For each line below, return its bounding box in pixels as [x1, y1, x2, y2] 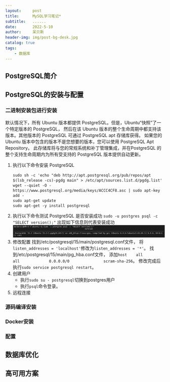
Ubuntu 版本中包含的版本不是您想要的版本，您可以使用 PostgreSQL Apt [5, 138, 154, 145]
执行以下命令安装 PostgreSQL [12, 162, 75, 168]
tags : [5, 46, 17, 51]
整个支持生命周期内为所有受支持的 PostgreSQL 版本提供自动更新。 [5, 151, 144, 157]
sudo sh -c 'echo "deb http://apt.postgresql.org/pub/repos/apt [12, 172, 151, 178]
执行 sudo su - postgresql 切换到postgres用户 [20, 276, 115, 283]
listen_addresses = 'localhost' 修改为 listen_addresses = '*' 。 [12, 245, 149, 251]
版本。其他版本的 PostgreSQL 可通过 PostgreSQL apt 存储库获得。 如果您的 [5, 132, 162, 138]
